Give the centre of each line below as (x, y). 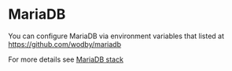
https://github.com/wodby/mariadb (65, 44)
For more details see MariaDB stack (66, 59)
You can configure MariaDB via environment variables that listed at (116, 36)
